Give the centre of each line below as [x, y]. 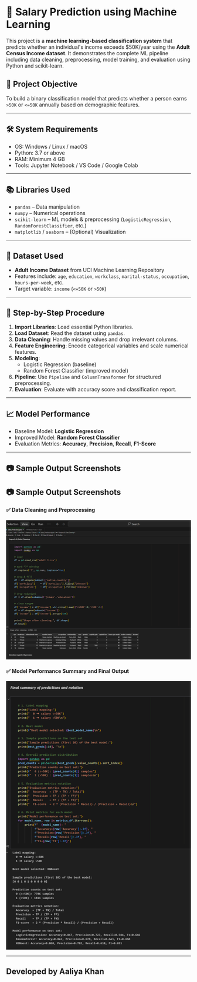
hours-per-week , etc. [39, 283]
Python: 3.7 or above [40, 153]
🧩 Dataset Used [35, 256]
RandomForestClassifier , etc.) [50, 226]
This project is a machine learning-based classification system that [89, 41]
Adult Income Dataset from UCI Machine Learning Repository [89, 270]
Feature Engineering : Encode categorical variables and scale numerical [101, 346]
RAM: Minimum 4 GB [40, 159]
